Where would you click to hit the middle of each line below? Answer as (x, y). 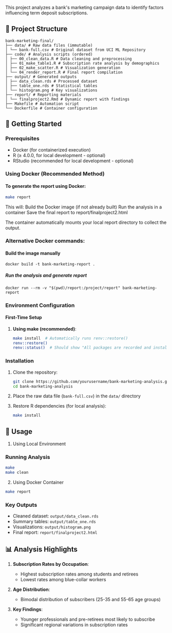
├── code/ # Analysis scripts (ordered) (49, 54)
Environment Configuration (40, 305)
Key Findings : (27, 609)
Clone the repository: (35, 372)
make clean (17, 473)
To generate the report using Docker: (46, 186)
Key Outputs (21, 505)
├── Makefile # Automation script (42, 104)
